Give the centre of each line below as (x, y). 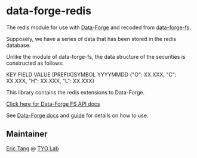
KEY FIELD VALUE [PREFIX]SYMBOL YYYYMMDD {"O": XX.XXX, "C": (91, 74)
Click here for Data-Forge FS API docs (53, 104)
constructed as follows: (35, 63)
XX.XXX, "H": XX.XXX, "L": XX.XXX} (50, 81)
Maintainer (27, 134)
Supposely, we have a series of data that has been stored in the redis (91, 39)
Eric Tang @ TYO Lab (33, 148)
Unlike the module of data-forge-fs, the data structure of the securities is (96, 56)
